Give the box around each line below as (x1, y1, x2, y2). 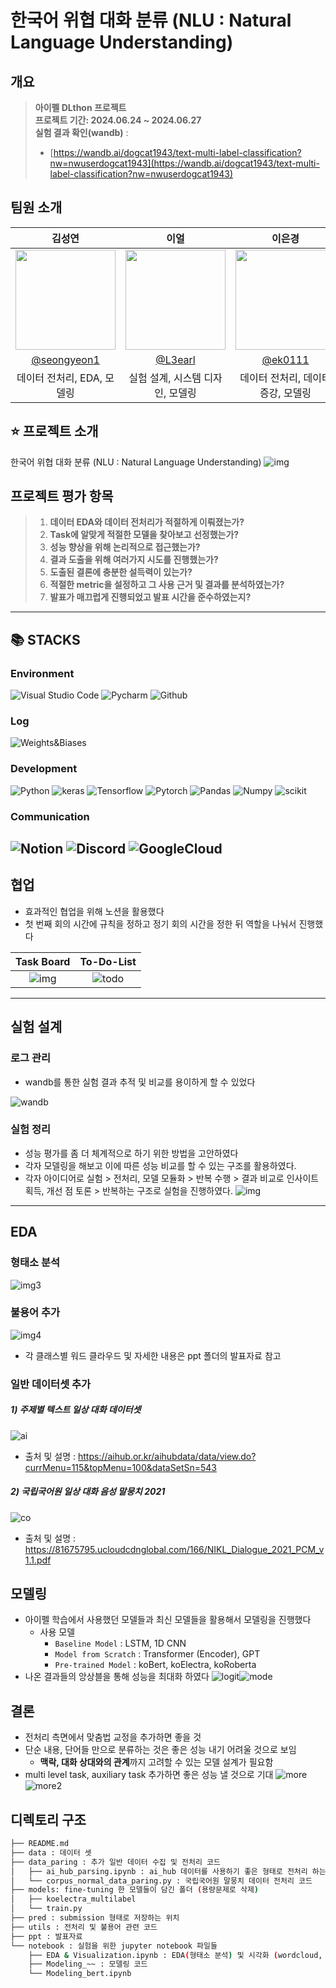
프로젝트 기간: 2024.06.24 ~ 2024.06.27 (34, 114, 202, 126)
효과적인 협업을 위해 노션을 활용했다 (24, 905, 165, 917)
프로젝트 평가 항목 (10, 488, 114, 505)
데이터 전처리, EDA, (16, 371, 103, 385)
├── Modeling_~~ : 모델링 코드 (28, 1959, 148, 1970)
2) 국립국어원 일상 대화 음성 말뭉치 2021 (10, 1486, 166, 1498)
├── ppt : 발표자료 (10, 1931, 83, 1941)
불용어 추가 (10, 1306, 61, 1320)
